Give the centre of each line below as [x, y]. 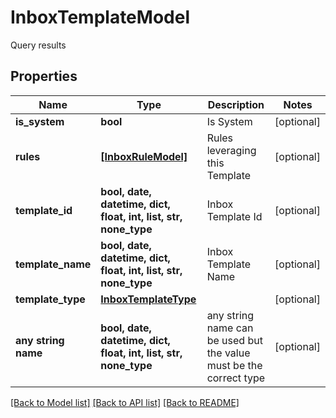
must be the [234, 365]
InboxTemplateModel [100, 17]
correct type [236, 378]
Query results [38, 45]
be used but [234, 340]
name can [230, 328]
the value [228, 353]
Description [236, 104]
